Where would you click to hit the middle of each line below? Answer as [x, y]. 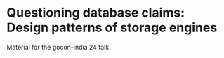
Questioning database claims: [96, 13]
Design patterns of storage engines [112, 28]
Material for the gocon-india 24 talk [58, 47]
